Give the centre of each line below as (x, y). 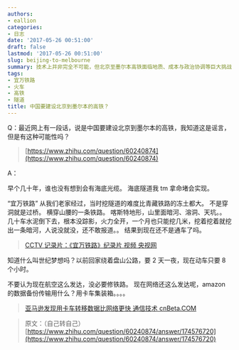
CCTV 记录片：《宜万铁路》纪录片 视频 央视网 (91, 245)
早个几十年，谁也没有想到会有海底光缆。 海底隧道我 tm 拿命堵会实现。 (110, 188)
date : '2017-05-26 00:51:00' (51, 41)
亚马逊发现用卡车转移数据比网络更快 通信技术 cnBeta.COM (111, 308)
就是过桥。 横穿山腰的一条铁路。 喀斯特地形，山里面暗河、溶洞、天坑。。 (119, 212)
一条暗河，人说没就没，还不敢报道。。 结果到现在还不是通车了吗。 (109, 230)
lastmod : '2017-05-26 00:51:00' (55, 54)
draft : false (27, 47)
